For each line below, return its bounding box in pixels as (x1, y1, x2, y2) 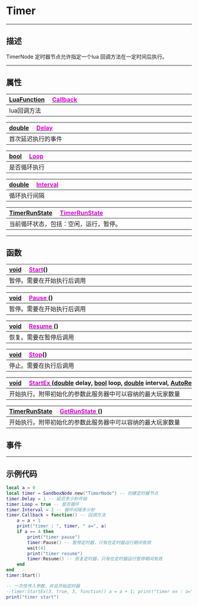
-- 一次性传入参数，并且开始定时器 (6, 583, 80, 589)
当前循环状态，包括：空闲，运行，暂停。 (9, 220, 122, 228)
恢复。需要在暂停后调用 (9, 333, 75, 342)
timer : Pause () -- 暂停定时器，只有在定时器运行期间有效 (27, 539, 151, 545)
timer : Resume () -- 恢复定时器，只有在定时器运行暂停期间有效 (27, 556, 163, 562)
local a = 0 (6, 485, 35, 491)
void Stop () (9, 350, 47, 359)
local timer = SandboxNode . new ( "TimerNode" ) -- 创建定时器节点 (6, 490, 159, 496)
